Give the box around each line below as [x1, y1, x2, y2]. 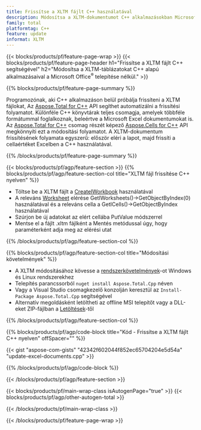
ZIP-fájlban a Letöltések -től [27, 305, 94, 312]
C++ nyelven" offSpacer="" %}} [6, 334, 86, 342]
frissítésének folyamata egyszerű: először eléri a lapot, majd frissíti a [6, 134, 175, 141]
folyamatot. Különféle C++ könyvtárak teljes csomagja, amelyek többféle [6, 109, 185, 116]
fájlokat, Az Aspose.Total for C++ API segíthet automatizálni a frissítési [6, 102, 181, 109]
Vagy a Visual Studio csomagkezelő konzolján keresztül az [14, 286, 160, 293]
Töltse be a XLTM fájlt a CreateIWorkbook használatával [14, 188, 153, 195]
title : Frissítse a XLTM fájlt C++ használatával [6, 8, 133, 15]
